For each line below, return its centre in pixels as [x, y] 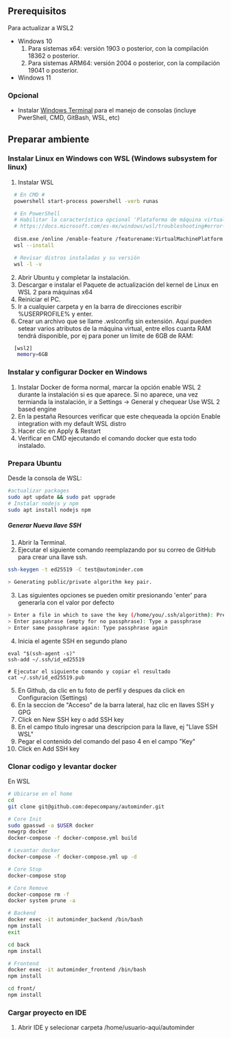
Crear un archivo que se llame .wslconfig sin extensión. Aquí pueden [114, 321]
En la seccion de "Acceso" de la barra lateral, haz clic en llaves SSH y [116, 705]
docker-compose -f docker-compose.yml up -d [72, 857]
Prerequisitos [37, 11]
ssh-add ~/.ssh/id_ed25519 [46, 659]
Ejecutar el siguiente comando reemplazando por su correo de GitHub [117, 550]
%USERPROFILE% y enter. [55, 314]
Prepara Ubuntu [35, 463]
